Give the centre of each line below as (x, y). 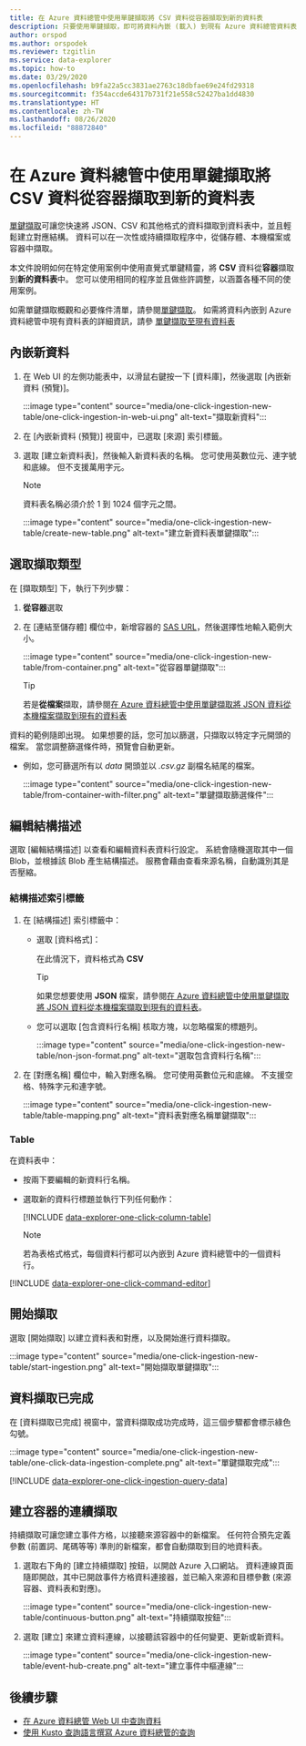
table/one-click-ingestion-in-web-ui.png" (101, 416)
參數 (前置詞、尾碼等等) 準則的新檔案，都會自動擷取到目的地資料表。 (138, 1547)
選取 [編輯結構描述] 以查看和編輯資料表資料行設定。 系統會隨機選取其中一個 (152, 850)
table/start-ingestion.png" (58, 1366)
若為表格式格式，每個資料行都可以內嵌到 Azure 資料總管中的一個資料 (152, 1253)
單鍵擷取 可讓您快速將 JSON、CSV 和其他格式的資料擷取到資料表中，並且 (147, 225)
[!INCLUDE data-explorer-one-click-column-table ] (117, 1217)
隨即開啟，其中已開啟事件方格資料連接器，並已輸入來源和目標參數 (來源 (157, 1578)
